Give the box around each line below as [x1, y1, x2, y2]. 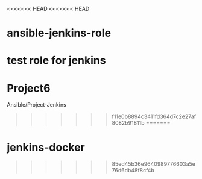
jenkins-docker [7, 140, 85, 154]
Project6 [7, 81, 51, 95]
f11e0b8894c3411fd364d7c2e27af [112, 113, 197, 120]
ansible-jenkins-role [7, 27, 111, 40]
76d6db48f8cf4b [112, 167, 154, 174]
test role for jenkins [7, 54, 106, 68]
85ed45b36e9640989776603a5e [112, 160, 195, 168]
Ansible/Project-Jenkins [7, 101, 67, 108]
